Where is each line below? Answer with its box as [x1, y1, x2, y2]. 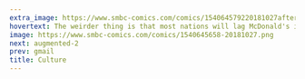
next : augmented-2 [9, 38, 79, 48]
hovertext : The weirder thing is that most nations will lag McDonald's [9, 22, 290, 31]
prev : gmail [9, 47, 54, 56]
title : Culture [9, 55, 67, 64]
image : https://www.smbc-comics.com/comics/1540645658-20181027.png [9, 30, 274, 39]
